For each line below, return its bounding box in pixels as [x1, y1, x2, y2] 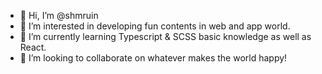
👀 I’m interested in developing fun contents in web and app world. [19, 20, 291, 32]
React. [19, 41, 47, 53]
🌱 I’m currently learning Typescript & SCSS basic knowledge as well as [19, 31, 312, 42]
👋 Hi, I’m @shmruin [19, 10, 99, 21]
